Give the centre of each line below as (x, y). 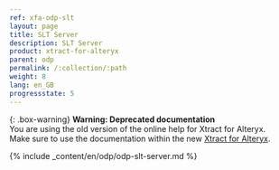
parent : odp (32, 60)
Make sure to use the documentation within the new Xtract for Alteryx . (140, 138)
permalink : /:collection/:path (68, 69)
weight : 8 (28, 77)
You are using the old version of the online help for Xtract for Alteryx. (138, 128)
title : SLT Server (44, 34)
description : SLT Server (56, 43)
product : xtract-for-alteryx (64, 52)
